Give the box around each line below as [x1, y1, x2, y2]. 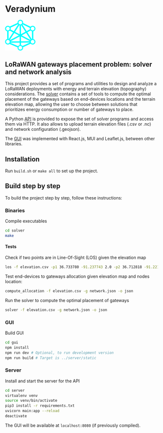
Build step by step [5, 182, 61, 190]
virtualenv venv [5, 393, 38, 398]
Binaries [5, 207, 25, 214]
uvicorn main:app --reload [5, 409, 60, 414]
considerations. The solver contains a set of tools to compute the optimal [5, 91, 151, 97]
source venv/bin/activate [5, 398, 57, 403]
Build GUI [5, 330, 24, 336]
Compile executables [5, 218, 47, 224]
